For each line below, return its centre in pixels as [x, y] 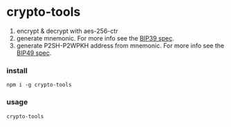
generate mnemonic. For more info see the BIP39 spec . [95, 38]
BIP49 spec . [34, 53]
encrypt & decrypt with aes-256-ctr [67, 31]
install [17, 71]
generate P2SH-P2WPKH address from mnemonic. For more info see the [120, 45]
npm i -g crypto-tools [39, 85]
